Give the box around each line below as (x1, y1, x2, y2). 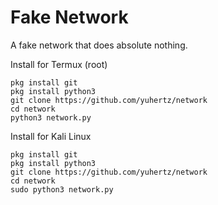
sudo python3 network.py (10, 184, 114, 195)
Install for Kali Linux (10, 130, 92, 142)
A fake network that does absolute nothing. (10, 39, 188, 51)
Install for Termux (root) (10, 58, 108, 70)
